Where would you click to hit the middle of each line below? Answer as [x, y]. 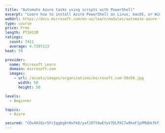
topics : [13, 110]
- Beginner [21, 101]
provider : [15, 60]
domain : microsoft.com [33, 69]
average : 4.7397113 [29, 46]
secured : [14, 123]
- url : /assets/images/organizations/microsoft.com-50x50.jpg [79, 78]
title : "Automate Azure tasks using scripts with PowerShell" [70, 10]
